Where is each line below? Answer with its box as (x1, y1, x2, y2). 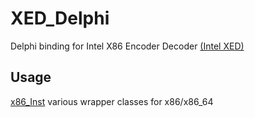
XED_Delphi (10, 7, 110, 30)
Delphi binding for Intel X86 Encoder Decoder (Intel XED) (10, 40, 245, 52)
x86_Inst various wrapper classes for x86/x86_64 (10, 95, 214, 107)
